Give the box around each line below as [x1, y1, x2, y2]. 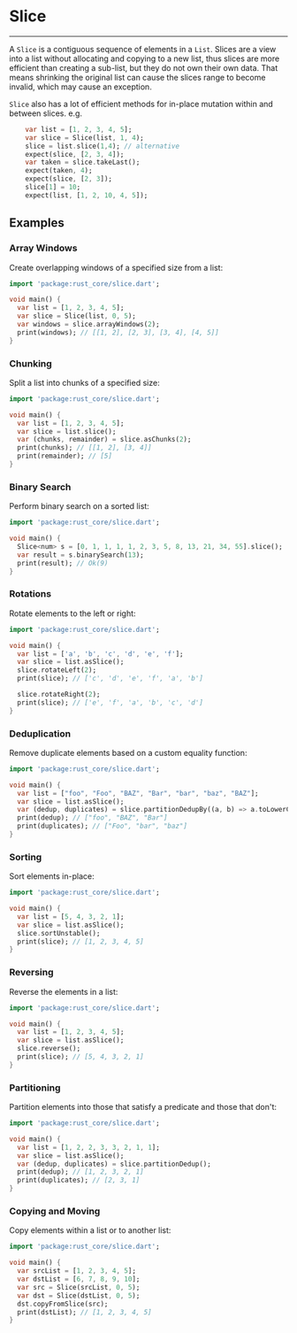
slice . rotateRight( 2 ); [17, 690, 101, 699]
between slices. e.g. [9, 108, 82, 119]
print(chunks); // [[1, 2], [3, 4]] [17, 443, 152, 452]
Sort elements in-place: [9, 871, 95, 882]
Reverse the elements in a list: [9, 986, 118, 997]
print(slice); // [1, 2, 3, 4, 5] [17, 936, 144, 946]
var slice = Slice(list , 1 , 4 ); [25, 133, 144, 143]
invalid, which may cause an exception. [9, 81, 152, 92]
